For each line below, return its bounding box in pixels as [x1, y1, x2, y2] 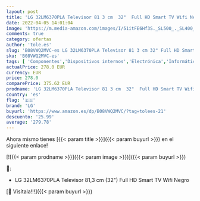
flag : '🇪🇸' [6, 97, 36, 103]
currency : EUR [6, 70, 42, 76]
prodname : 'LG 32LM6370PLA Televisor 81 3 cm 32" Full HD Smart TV [6, 86, 183, 92]
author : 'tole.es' [6, 42, 52, 48]
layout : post [6, 8, 39, 15]
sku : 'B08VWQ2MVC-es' [6, 53, 60, 59]
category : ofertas [6, 36, 52, 42]
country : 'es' [6, 92, 42, 98]
